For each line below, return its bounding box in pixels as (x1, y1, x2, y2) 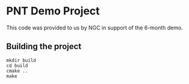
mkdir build (6, 57, 36, 64)
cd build (6, 62, 28, 68)
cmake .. (6, 68, 28, 74)
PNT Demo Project (6, 4, 101, 18)
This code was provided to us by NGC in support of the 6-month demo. (6, 24, 184, 31)
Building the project (6, 41, 82, 52)
